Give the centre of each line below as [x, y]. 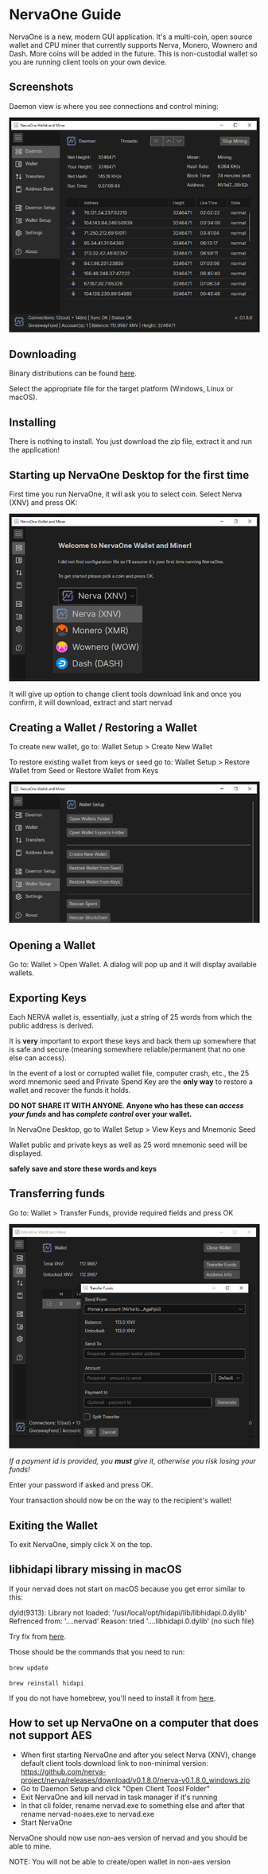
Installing [33, 422]
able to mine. [30, 1846]
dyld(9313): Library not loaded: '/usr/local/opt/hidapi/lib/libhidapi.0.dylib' [128, 1612]
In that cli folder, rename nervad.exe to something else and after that [132, 1805]
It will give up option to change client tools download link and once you [125, 694]
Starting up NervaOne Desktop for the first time [129, 475]
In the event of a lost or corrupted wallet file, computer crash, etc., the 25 [129, 1073]
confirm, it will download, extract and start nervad [91, 702]
